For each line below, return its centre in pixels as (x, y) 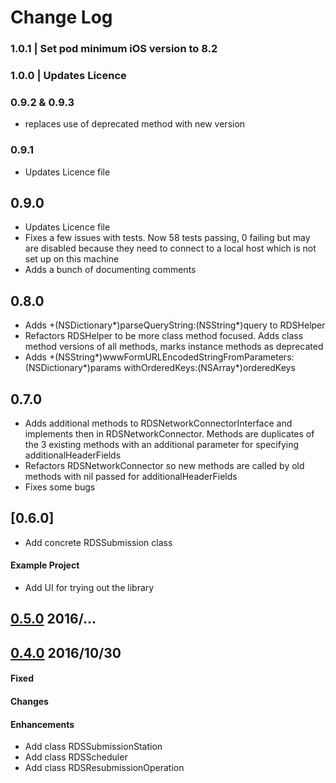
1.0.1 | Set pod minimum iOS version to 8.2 (114, 49)
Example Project (45, 565)
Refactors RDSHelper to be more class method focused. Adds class (164, 336)
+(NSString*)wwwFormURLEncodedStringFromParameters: (171, 357)
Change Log (61, 17)
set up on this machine (72, 259)
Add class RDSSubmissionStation (93, 747)
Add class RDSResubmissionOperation (104, 768)
